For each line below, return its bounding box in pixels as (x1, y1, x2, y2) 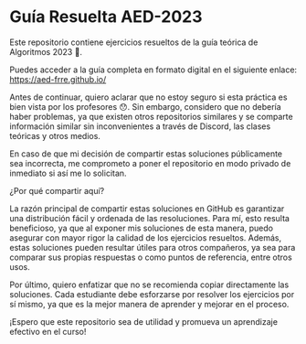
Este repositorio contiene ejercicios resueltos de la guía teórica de (9, 37, 259, 48)
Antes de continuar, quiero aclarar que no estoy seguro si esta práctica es (9, 91, 288, 102)
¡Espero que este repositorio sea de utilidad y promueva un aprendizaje (9, 316, 279, 327)
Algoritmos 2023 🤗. (9, 46, 83, 57)
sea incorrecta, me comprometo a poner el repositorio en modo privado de (9, 157, 291, 168)
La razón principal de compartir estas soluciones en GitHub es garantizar (9, 203, 285, 214)
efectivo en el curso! (9, 326, 87, 337)
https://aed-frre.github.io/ (9, 73, 107, 84)
